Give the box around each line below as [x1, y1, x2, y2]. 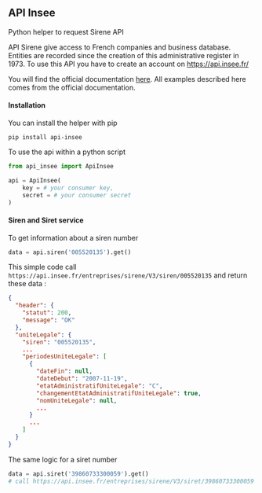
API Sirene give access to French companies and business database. [8, 42, 231, 52]
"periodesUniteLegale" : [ [22, 353, 107, 361]
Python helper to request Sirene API [8, 27, 124, 36]
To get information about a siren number [8, 233, 139, 242]
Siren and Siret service [8, 215, 84, 225]
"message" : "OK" [22, 316, 76, 325]
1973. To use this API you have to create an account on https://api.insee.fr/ [8, 59, 249, 68]
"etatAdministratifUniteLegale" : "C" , [36, 381, 163, 390]
